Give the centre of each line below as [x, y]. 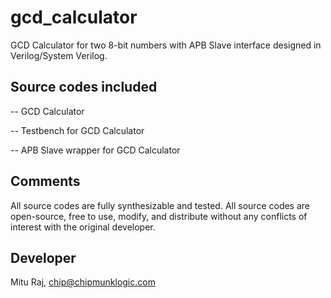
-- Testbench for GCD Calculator [77, 130]
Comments [45, 181]
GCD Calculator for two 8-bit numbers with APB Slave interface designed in [166, 45]
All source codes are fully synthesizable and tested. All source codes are [160, 205]
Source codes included [84, 87]
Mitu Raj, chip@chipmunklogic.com [83, 282]
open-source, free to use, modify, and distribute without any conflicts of [159, 216]
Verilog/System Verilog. [59, 55]
